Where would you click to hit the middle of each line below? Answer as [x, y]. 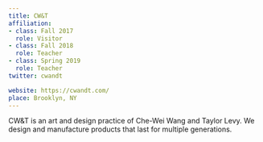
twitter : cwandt [35, 76]
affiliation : [30, 23]
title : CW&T [28, 16]
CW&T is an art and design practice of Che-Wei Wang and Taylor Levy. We [131, 121]
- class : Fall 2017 [41, 31]
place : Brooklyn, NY [43, 98]
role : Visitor [39, 38]
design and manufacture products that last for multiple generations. [120, 129]
